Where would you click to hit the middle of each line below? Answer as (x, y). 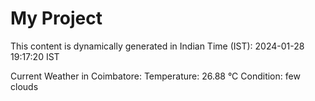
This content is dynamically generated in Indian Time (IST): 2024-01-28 (157, 46)
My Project (56, 18)
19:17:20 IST (35, 56)
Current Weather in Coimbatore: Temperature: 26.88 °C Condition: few (155, 76)
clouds (24, 86)
